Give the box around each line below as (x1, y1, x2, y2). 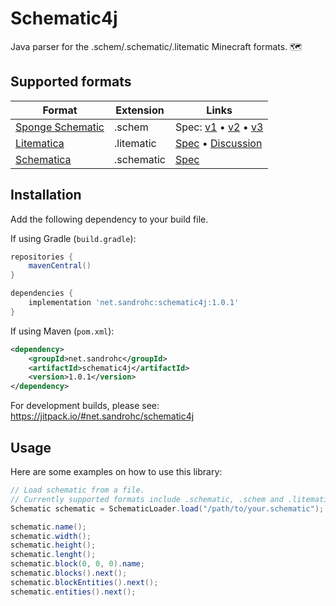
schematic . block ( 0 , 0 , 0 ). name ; (10, 559, 145, 569)
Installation (10, 187, 82, 204)
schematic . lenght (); (10, 550, 97, 560)
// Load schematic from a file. (10, 485, 145, 495)
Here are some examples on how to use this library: (10, 466, 223, 477)
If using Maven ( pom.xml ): (10, 325, 115, 337)
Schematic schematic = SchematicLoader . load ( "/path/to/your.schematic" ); (10, 503, 325, 514)
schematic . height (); (10, 540, 97, 551)
